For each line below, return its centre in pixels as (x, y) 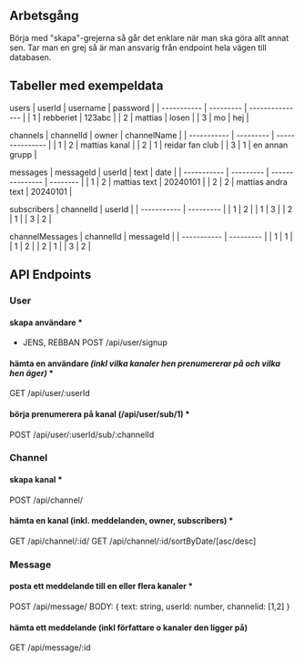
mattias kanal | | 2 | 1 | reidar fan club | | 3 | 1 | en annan (184, 145)
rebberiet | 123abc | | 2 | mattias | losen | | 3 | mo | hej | (146, 117)
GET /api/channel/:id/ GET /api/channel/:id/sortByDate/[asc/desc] (133, 541)
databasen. (30, 57)
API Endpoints (51, 275)
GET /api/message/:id (50, 647)
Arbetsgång (44, 16)
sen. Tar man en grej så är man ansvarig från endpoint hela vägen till (138, 47)
